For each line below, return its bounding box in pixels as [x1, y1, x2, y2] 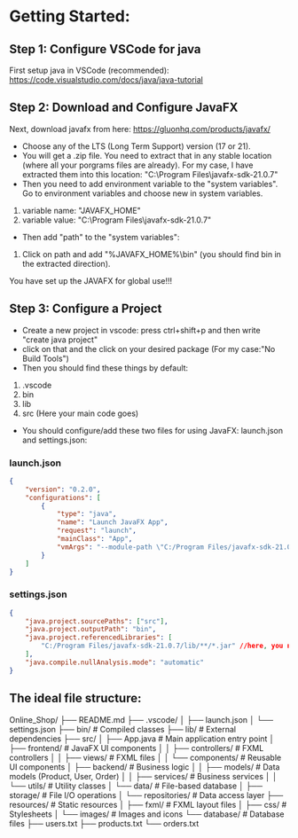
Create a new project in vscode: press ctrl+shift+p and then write [21, 325, 261, 335]
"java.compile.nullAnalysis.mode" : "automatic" [25, 658, 204, 667]
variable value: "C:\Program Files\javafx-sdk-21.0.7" [21, 215, 212, 225]
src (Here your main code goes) [21, 408, 139, 419]
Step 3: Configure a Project [9, 302, 162, 317]
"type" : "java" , [56, 510, 117, 519]
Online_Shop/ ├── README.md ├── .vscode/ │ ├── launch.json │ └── [9, 714, 273, 724]
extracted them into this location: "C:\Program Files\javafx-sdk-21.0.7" [21, 168, 278, 179]
